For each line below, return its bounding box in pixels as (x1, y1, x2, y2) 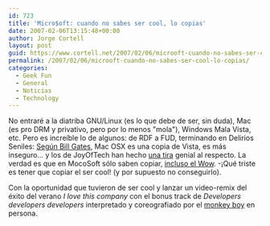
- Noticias (15, 86, 52, 95)
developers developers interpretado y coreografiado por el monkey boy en (8, 200, 256, 210)
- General (15, 79, 48, 87)
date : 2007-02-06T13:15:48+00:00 (8, 27, 121, 35)
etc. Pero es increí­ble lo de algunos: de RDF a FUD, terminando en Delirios (8, 134, 255, 143)
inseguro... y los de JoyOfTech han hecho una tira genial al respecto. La (8, 150, 247, 160)
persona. (8, 208, 38, 218)
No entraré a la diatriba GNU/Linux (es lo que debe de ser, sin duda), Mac (8, 116, 252, 125)
